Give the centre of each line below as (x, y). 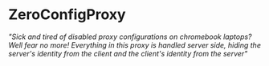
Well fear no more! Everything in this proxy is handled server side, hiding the (134, 45)
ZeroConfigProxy (67, 15)
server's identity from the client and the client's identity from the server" (128, 53)
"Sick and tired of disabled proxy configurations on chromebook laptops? (130, 37)
